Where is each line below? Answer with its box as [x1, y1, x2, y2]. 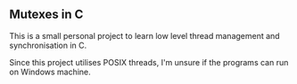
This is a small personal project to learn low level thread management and [9, 30, 280, 41]
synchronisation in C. [9, 40, 87, 50]
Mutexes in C [9, 7, 84, 22]
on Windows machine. [9, 66, 91, 77]
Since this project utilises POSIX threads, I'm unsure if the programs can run [9, 57, 289, 67]
